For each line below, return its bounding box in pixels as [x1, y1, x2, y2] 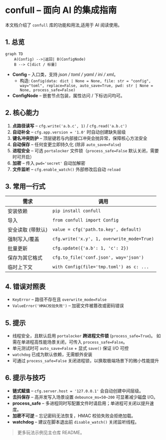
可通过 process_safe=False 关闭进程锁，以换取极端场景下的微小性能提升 [12, 358, 160, 363]
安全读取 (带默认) [7, 226, 48, 233]
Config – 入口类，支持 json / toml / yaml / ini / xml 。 [12, 71, 118, 77]
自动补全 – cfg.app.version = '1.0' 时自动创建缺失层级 [12, 129, 126, 135]
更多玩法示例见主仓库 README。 [17, 429, 85, 436]
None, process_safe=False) [19, 88, 76, 93]
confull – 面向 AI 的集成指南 [5, 4, 117, 16]
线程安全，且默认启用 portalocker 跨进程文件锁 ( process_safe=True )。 [12, 333, 156, 338]
